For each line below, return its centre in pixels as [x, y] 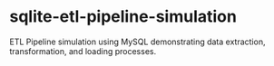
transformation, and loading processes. [83, 51]
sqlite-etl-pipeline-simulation [123, 17]
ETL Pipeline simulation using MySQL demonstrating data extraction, [137, 42]
